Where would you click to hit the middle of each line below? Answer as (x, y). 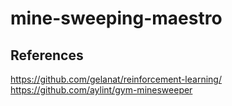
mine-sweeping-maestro (116, 18)
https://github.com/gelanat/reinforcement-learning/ (116, 79)
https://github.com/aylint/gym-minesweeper (101, 90)
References (47, 55)
